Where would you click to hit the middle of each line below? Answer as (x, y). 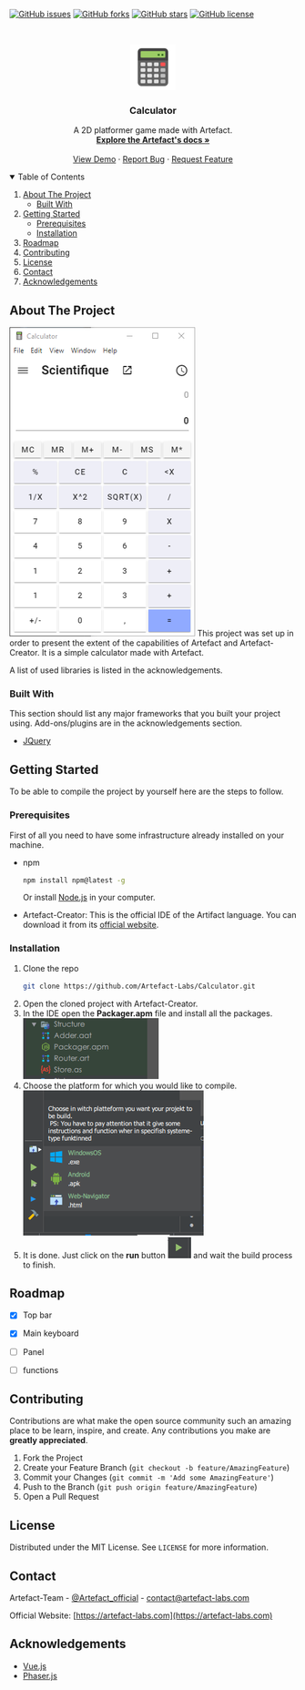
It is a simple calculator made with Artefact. (123, 653)
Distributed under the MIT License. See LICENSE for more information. (139, 1547)
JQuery (37, 741)
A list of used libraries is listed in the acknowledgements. (116, 670)
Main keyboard (51, 1333)
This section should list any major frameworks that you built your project (145, 714)
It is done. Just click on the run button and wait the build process (158, 1255)
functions (41, 1369)
